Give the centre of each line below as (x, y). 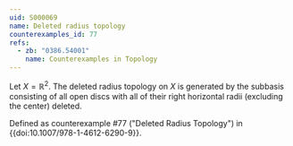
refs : (19, 43)
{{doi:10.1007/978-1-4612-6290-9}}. (75, 133)
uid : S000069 (33, 17)
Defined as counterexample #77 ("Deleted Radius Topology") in (126, 123)
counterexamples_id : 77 (54, 34)
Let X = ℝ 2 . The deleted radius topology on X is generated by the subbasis (146, 86)
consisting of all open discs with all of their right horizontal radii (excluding (146, 96)
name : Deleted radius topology (67, 26)
